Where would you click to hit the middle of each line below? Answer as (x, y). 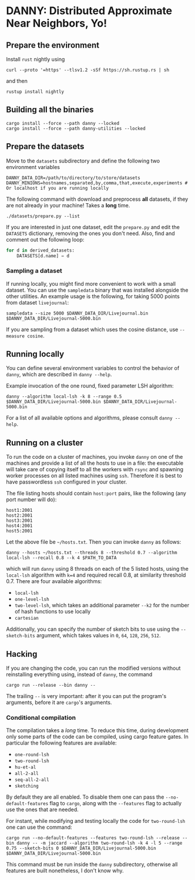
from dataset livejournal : (38, 302)
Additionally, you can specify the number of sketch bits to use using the (93, 629)
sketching (27, 786)
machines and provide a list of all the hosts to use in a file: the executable (95, 463)
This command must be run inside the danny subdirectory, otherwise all (92, 865)
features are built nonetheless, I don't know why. (65, 871)
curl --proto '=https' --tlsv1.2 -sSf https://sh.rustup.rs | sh (88, 70)
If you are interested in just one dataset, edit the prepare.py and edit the (93, 227)
